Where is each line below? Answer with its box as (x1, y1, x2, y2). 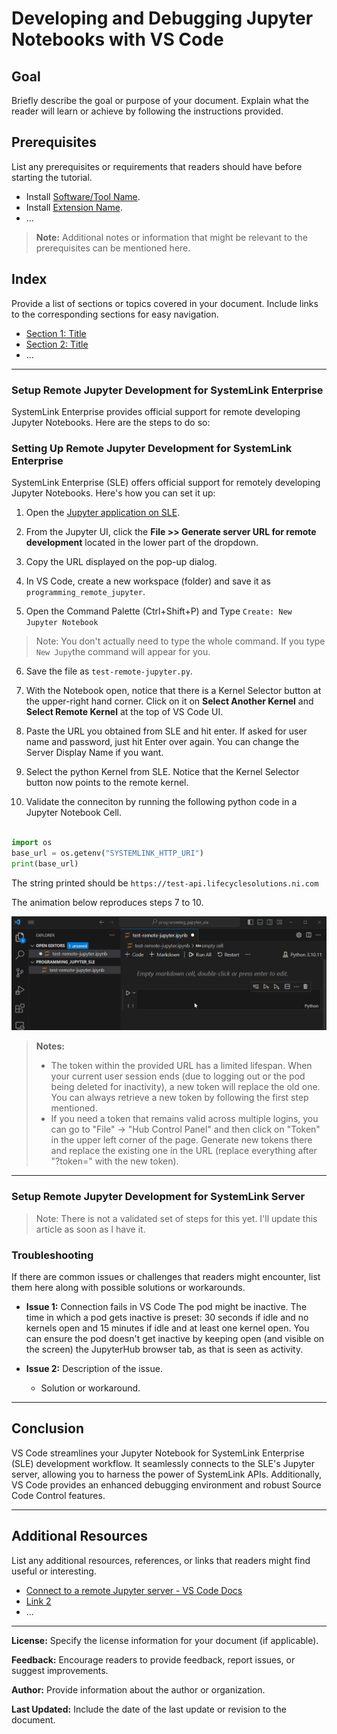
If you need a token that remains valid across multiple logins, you (50, 1113, 319, 1125)
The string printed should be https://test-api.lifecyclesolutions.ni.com (11, 877, 319, 889)
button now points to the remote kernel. (25, 777, 189, 789)
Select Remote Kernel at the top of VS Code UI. (25, 706, 224, 718)
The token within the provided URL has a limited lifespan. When (50, 1060, 313, 1072)
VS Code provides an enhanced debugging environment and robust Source (11, 1478, 322, 1491)
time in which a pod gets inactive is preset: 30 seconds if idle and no (25, 1311, 309, 1323)
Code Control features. (11, 1489, 106, 1501)
